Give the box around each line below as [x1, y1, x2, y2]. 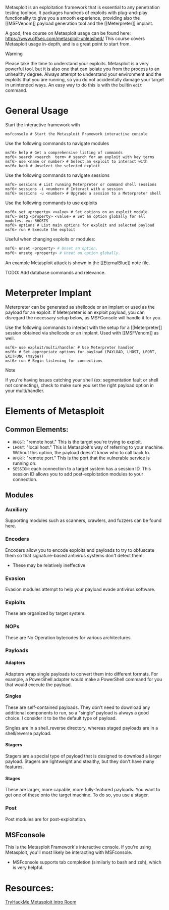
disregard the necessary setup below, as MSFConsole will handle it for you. [5, 314, 162, 320]
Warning [5, 51, 23, 57]
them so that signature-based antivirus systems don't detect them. [5, 552, 144, 558]
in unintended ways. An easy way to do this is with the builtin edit [5, 82, 142, 88]
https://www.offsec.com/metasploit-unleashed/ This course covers [5, 35, 145, 41]
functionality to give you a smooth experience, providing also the [5, 15, 140, 21]
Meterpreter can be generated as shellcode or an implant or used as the [5, 304, 155, 310]
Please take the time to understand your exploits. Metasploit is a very [5, 61, 149, 66]
